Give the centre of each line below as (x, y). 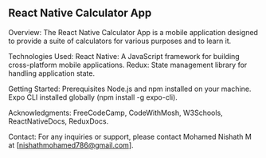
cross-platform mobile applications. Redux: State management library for (128, 65)
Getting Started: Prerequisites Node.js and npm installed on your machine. (130, 89)
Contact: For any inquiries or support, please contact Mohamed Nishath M (130, 136)
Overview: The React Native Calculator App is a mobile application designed (133, 32)
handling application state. (52, 73)
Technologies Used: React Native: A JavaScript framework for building (124, 56)
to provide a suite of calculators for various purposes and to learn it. (120, 41)
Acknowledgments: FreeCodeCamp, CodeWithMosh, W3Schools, (115, 113)
